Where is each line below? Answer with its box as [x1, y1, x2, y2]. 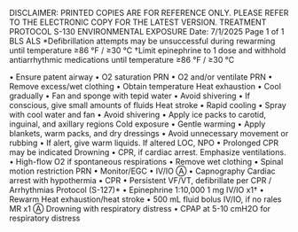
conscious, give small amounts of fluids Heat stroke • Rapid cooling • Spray [9, 100, 286, 110]
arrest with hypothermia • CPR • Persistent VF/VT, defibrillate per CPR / [9, 175, 272, 185]
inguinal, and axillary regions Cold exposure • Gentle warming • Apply [9, 119, 266, 129]
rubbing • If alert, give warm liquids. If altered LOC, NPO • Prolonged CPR [9, 137, 279, 148]
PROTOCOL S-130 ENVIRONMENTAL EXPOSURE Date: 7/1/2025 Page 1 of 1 [9, 27, 285, 36]
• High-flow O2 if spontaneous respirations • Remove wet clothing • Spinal [9, 157, 284, 166]
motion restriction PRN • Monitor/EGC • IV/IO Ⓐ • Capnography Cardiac [9, 166, 277, 176]
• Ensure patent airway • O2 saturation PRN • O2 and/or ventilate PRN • [9, 72, 273, 82]
